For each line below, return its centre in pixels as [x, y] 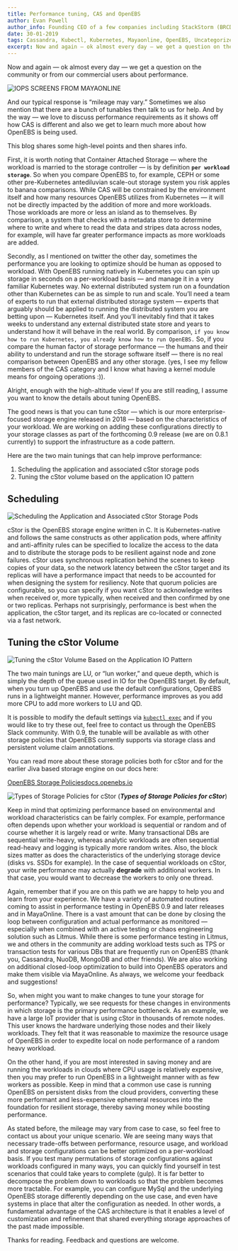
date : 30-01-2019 [33, 34]
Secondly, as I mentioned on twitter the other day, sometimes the [102, 256]
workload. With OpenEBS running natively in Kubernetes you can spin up [113, 271]
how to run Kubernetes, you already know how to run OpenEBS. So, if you [116, 339]
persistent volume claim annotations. [61, 747]
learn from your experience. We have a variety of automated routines [108, 899]
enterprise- [209, 411]
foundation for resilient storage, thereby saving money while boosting [109, 1107]
